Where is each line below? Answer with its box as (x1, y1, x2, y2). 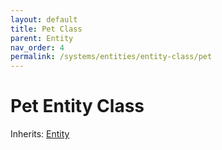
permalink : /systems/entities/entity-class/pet (10, 52, 213, 62)
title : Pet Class (10, 24, 83, 34)
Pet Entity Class (10, 95, 145, 118)
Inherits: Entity (10, 128, 70, 140)
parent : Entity (10, 33, 74, 43)
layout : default (10, 14, 78, 25)
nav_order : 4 (10, 42, 65, 53)
